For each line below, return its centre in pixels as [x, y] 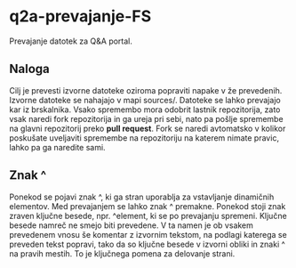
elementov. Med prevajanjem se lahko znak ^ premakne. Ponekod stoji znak [148, 206]
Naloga [30, 69]
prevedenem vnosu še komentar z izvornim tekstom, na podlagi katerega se [148, 234]
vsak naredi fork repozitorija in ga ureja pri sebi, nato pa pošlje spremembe [146, 118]
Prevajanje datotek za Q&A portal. [71, 41]
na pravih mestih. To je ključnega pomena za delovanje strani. [122, 253]
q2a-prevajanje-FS [80, 16]
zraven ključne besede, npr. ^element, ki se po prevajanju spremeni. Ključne [148, 215]
